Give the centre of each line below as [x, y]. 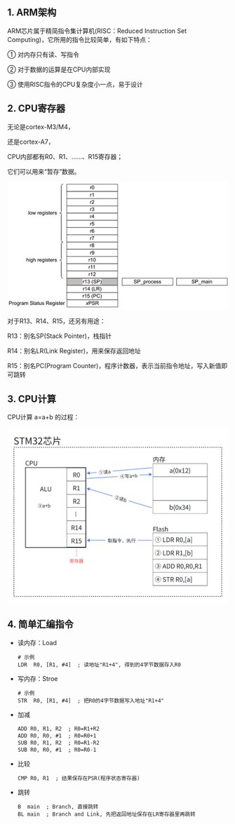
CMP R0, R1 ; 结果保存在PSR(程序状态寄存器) [79, 778]
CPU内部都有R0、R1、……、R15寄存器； [65, 156]
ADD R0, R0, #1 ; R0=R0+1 [57, 736]
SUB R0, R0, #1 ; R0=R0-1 [57, 750]
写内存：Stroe [38, 678]
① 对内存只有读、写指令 [43, 54]
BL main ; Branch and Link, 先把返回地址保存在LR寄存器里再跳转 [106, 814]
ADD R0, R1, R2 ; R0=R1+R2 [58, 729]
